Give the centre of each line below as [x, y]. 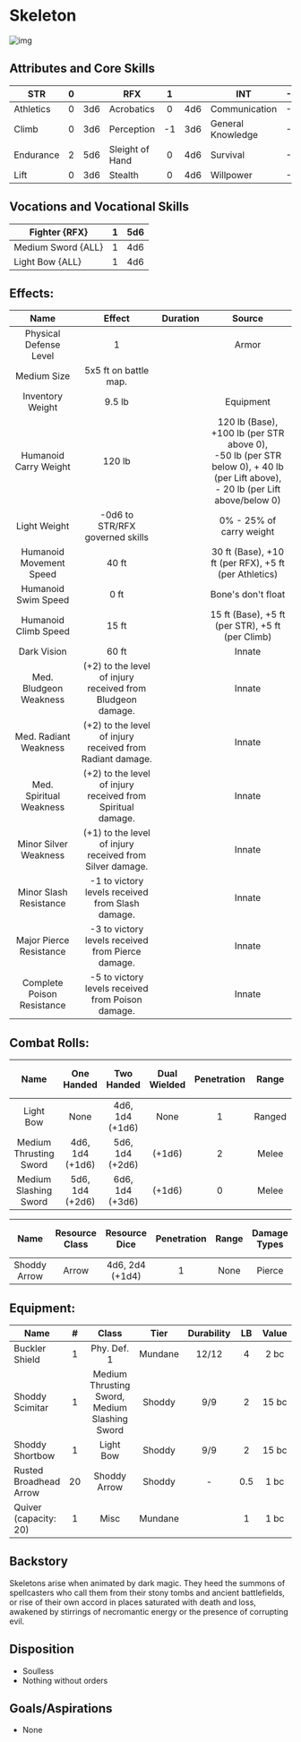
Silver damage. [116, 867]
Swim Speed [43, 600]
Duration [181, 319]
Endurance [37, 155]
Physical [43, 334]
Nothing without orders [65, 1680]
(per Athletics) [248, 574]
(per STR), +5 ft [248, 626]
